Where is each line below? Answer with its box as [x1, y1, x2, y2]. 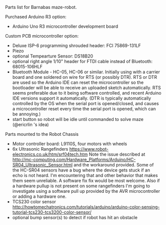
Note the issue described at [89, 151, 145, 157]
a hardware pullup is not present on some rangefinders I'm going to [12, 183, 150, 189]
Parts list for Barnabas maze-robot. [5, 4, 77, 10]
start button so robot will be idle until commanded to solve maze [12, 116, 144, 122]
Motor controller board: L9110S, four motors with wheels [12, 141, 127, 147]
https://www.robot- [69, 146, 109, 152]
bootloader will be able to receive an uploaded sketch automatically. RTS [12, 85, 161, 91]
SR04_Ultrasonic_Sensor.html [12, 162, 73, 168]
